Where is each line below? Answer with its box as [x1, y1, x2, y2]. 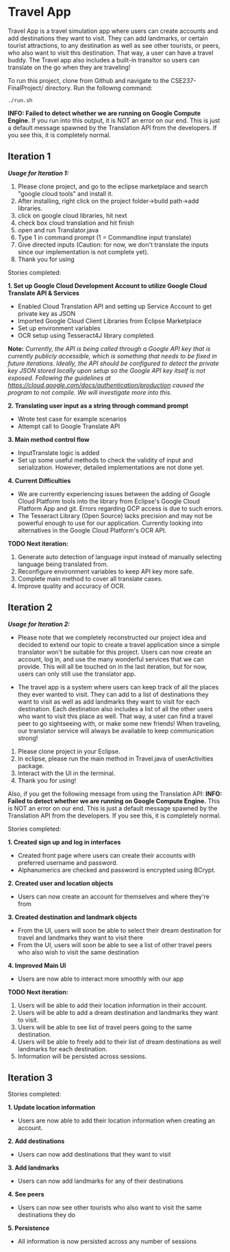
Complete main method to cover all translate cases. [17, 574, 163, 582]
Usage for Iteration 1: [8, 169, 69, 177]
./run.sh [8, 97, 33, 103]
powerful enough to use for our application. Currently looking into [17, 519, 203, 527]
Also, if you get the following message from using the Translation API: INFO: [8, 789, 222, 798]
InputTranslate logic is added [17, 448, 100, 456]
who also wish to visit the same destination [17, 948, 140, 956]
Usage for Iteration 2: [8, 619, 71, 628]
